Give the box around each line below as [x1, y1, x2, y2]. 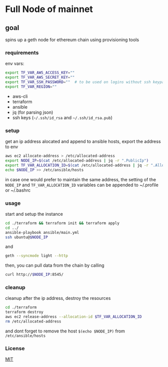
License [5, 344, 25, 351]
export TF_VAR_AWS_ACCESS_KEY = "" [5, 70, 75, 76]
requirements [5, 49, 39, 56]
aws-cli [12, 93, 28, 99]
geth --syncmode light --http [5, 253, 68, 258]
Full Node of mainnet [5, 4, 93, 15]
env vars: [5, 61, 24, 67]
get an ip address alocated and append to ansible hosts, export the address [5, 139, 161, 145]
